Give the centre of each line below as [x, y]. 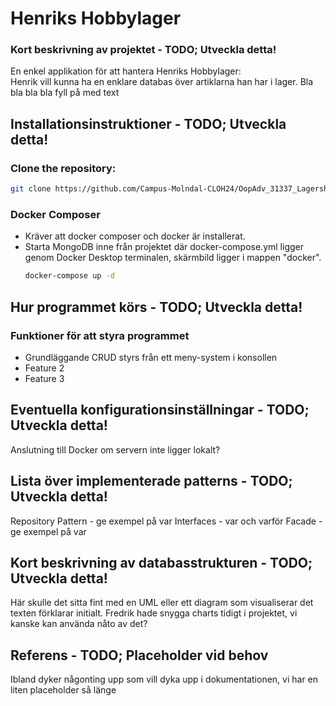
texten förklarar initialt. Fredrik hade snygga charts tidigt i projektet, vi [154, 613]
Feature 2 [44, 368]
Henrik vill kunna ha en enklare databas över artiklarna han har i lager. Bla [162, 82]
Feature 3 [44, 378]
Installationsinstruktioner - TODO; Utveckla [148, 123]
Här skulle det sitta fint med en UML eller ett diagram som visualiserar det [162, 603]
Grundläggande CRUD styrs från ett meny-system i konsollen [151, 357]
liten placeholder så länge [63, 690]
